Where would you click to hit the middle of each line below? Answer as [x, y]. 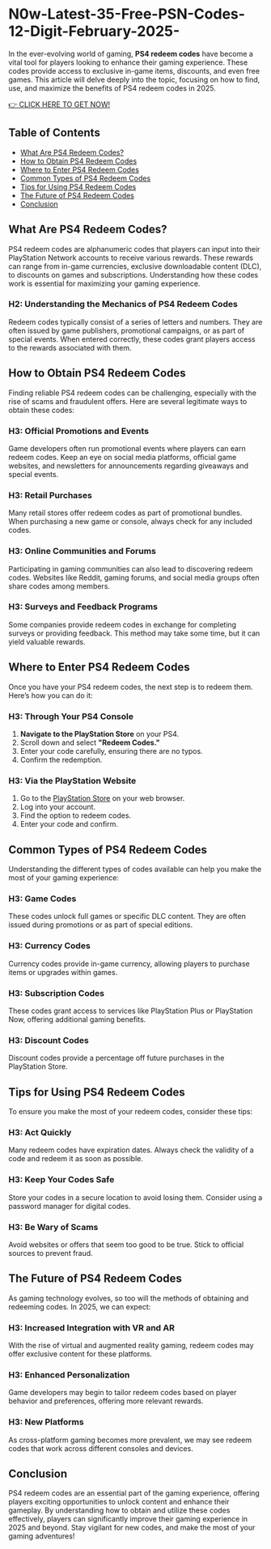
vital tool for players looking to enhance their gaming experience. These [128, 62]
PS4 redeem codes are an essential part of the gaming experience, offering [134, 1493]
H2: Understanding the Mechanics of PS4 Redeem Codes [123, 304]
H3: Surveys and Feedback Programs [83, 606]
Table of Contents [55, 133]
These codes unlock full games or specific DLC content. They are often [127, 917]
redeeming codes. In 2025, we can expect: [80, 1306]
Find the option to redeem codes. [76, 815]
